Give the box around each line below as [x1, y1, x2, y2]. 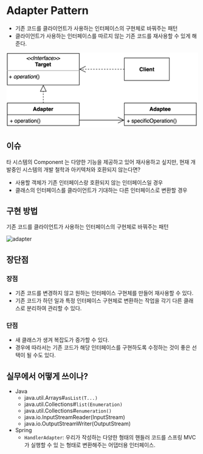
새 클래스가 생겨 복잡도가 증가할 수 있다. [15, 336, 109, 344]
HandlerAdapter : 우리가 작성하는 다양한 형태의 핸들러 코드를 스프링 [24, 434, 182, 441]
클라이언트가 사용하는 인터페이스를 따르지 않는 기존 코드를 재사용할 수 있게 [15, 32, 191, 40]
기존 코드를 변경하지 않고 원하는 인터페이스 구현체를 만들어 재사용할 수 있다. [15, 289, 194, 297]
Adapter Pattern [6, 4, 89, 18]
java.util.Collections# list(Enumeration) [24, 400, 123, 408]
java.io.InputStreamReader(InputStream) [24, 414, 126, 421]
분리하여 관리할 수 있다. [26, 305, 82, 312]
